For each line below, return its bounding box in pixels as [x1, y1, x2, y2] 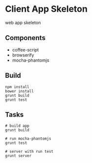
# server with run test [5, 149, 54, 154]
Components [5, 34, 46, 42]
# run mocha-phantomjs [5, 136, 51, 141]
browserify [12, 52, 34, 58]
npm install [5, 84, 29, 89]
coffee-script [12, 47, 39, 52]
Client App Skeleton [5, 3, 88, 15]
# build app [5, 123, 29, 128]
